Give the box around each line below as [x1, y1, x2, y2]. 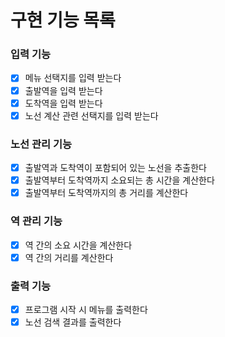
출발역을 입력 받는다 [24, 84, 103, 96]
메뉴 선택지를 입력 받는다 [24, 72, 122, 84]
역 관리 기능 [10, 214, 63, 228]
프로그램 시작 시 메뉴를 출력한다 [24, 303, 148, 315]
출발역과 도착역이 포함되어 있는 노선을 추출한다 [24, 162, 207, 174]
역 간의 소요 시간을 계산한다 [24, 239, 133, 251]
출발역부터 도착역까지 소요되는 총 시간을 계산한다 [24, 174, 215, 186]
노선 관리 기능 [10, 137, 73, 151]
